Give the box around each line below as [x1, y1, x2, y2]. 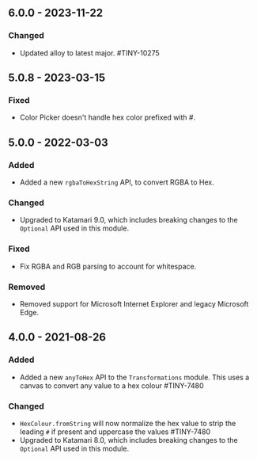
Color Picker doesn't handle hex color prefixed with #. [19, 112, 196, 122]
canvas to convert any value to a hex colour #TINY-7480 [19, 380, 204, 391]
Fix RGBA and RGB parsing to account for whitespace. [19, 261, 197, 271]
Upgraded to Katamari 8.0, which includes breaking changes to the [19, 435, 239, 444]
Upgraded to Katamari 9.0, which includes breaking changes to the [19, 215, 239, 225]
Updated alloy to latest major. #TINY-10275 [19, 48, 160, 58]
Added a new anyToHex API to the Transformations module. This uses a [19, 372, 250, 382]
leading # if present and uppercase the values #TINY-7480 [19, 427, 211, 436]
